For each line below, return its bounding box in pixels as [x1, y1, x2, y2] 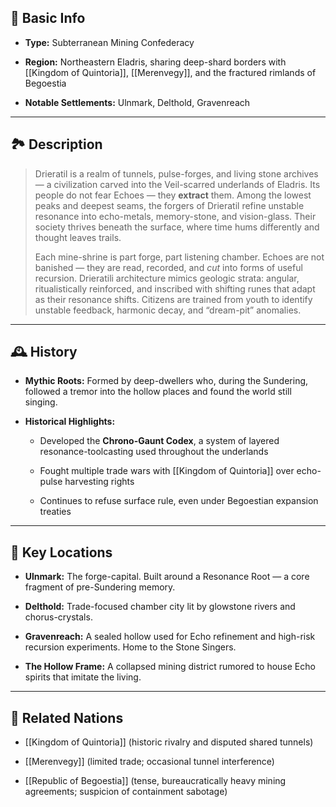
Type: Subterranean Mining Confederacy [24, 36, 195, 48]
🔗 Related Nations [10, 709, 124, 726]
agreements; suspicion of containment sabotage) [24, 786, 228, 798]
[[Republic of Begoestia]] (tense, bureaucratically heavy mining [24, 775, 287, 787]
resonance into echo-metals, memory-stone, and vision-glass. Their [34, 210, 317, 222]
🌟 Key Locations [10, 544, 113, 561]
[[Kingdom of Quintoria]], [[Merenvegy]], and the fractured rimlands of [24, 66, 317, 78]
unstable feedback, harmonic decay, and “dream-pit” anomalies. [34, 304, 302, 316]
